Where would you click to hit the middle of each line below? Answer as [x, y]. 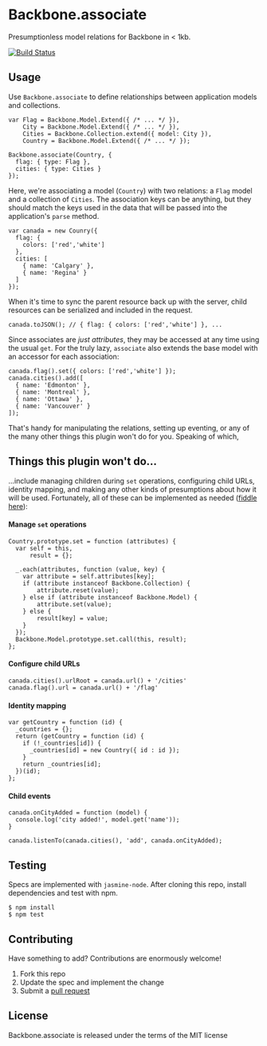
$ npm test [26, 915]
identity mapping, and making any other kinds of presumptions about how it [132, 489]
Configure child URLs [44, 664]
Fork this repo [43, 974]
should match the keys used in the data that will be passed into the [118, 207]
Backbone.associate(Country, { [60, 155]
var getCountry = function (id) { [66, 722]
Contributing [41, 939]
